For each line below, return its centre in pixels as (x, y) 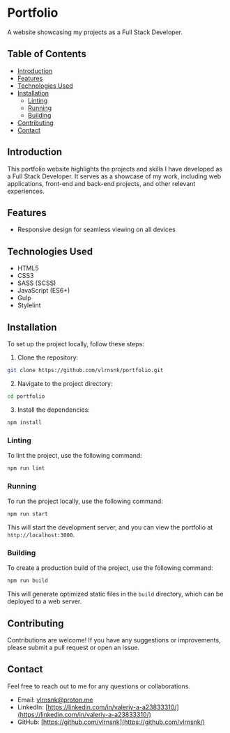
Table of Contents (47, 54)
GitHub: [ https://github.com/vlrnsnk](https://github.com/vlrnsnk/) (111, 722)
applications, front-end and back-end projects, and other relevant (101, 183)
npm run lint (26, 468)
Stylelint (29, 305)
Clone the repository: (48, 357)
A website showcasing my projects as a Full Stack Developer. (95, 32)
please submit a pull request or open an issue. (74, 647)
